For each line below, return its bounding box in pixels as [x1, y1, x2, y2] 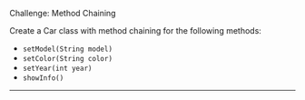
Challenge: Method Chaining [9, 8, 116, 18]
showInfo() [22, 74, 64, 83]
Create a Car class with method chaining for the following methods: [9, 25, 261, 35]
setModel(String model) [22, 45, 113, 54]
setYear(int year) [22, 64, 93, 73]
